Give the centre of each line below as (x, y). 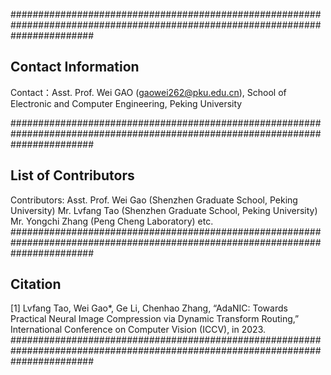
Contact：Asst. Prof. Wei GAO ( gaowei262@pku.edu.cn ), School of (148, 92)
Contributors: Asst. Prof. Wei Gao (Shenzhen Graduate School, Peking (154, 200)
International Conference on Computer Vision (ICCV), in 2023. (138, 330)
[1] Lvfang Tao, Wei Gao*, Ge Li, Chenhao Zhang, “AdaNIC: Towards (149, 308)
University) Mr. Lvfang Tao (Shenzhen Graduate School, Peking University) (164, 210)
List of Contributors (72, 175)
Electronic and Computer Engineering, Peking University (126, 103)
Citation (36, 284)
